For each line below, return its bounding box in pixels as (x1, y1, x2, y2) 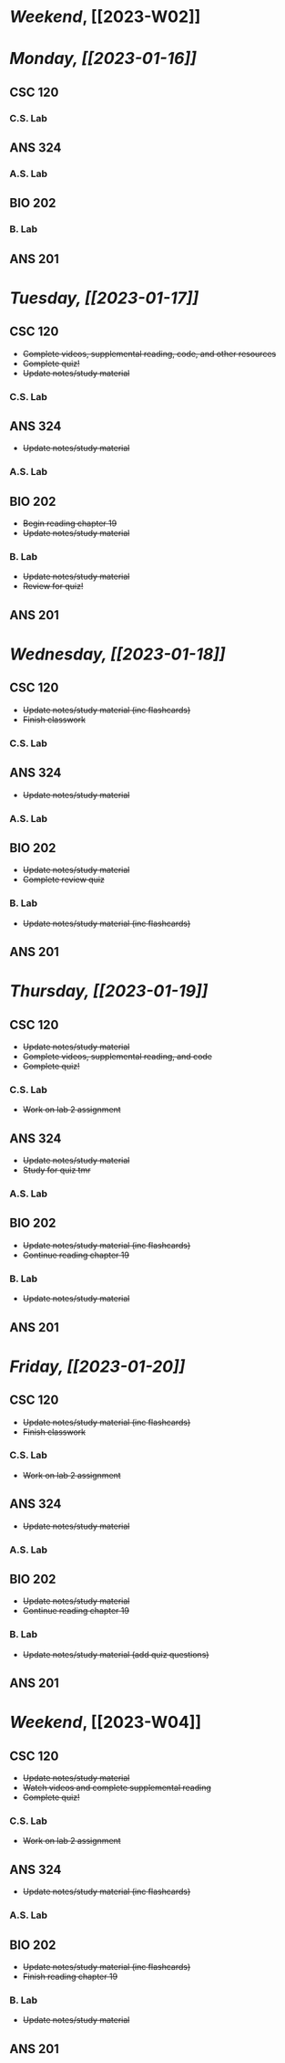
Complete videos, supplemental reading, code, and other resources (22, 348, 277, 359)
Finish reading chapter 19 (22, 1971, 118, 1982)
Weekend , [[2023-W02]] (9, 6, 201, 27)
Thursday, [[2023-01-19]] (9, 981, 209, 1002)
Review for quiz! (22, 581, 84, 592)
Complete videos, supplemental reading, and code (22, 1051, 212, 1062)
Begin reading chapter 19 (22, 518, 117, 529)
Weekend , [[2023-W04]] (9, 1712, 202, 1732)
